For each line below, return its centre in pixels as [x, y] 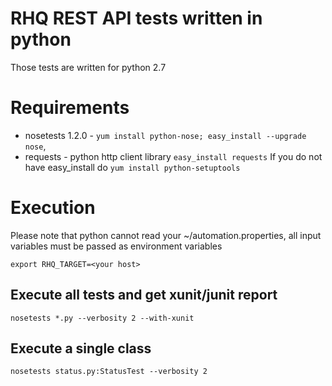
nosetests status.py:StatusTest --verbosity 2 [109, 372]
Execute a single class [81, 348]
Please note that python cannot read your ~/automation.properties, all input [166, 235]
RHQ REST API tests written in [136, 18]
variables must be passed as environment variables [116, 246]
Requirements [70, 108]
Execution [53, 208]
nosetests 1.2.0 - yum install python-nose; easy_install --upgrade [165, 135]
